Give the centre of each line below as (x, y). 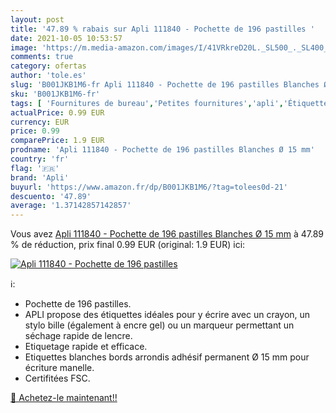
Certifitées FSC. (57, 378)
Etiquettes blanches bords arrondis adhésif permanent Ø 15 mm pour (167, 357)
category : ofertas (48, 66)
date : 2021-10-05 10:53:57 (66, 38)
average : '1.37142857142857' (71, 206)
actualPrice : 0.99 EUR (57, 112)
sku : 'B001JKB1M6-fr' (55, 94)
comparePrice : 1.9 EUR (57, 141)
